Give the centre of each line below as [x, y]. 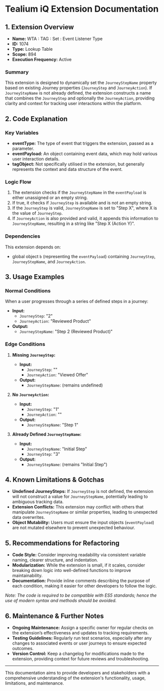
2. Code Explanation [36, 119]
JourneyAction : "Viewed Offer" [57, 375]
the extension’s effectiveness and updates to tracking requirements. [80, 633]
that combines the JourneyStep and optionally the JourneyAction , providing [80, 98]
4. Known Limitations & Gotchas [55, 479]
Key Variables [22, 133]
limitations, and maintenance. [35, 683]
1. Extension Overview [40, 27]
